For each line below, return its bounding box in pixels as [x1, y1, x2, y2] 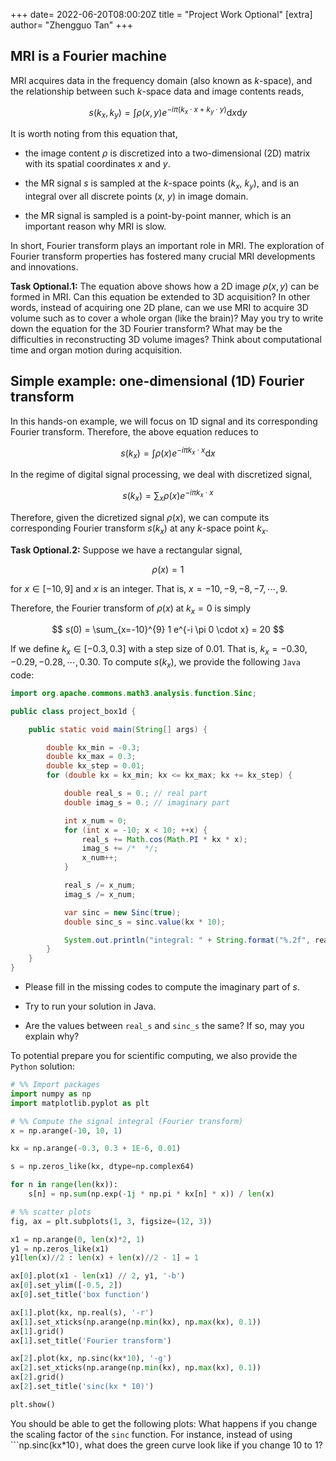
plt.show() [10, 1399, 56, 1409]
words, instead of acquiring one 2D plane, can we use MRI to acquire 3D [10, 302, 309, 314]
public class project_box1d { [10, 706, 137, 716]
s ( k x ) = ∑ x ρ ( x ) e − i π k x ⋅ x [122, 488, 214, 504]
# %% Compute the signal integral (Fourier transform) [10, 1116, 244, 1126]
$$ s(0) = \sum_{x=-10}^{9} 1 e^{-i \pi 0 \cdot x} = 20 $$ [51, 624, 285, 636]
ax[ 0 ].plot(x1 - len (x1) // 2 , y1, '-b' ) [10, 1271, 186, 1281]
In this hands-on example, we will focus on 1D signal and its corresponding [10, 415, 318, 427]
